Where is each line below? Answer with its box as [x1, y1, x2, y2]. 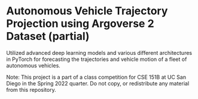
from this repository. [6, 86, 56, 93]
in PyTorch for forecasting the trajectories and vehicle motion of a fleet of [6, 55, 187, 63]
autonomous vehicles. [6, 61, 61, 69]
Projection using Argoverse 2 [6, 17, 154, 30]
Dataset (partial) [6, 30, 90, 43]
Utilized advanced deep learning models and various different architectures [6, 49, 193, 56]
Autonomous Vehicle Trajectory [6, 4, 168, 18]
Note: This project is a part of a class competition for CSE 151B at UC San [6, 73, 187, 81]
